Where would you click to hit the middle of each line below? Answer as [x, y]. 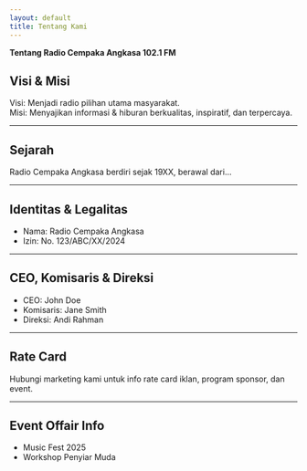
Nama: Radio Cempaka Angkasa [83, 231]
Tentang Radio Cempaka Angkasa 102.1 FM [93, 52]
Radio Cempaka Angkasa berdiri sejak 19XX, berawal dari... [121, 172]
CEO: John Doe [52, 300]
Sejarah [32, 150]
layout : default [40, 18]
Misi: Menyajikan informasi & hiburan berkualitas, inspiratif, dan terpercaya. [151, 113]
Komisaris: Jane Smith [64, 309]
